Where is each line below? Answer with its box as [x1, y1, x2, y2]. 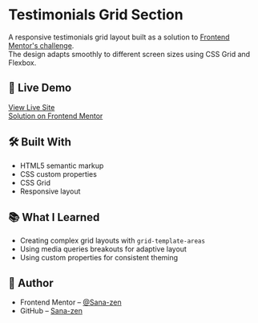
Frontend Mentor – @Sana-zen [19, 297, 122, 307]
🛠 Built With [8, 135, 72, 149]
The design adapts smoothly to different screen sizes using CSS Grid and [8, 49, 251, 59]
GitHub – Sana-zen [19, 306, 83, 316]
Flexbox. [8, 58, 37, 67]
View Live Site [8, 102, 55, 112]
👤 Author [8, 276, 54, 290]
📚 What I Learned [8, 211, 100, 224]
